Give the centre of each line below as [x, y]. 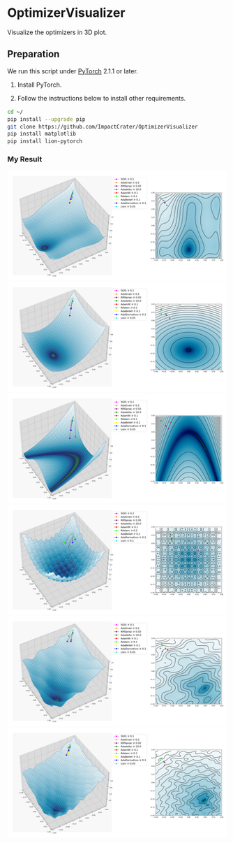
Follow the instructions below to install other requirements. [102, 98]
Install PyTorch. [39, 85]
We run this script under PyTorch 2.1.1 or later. [73, 71]
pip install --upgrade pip [46, 119]
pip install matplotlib [42, 134]
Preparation [33, 54]
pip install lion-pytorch [45, 141]
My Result [25, 159]
